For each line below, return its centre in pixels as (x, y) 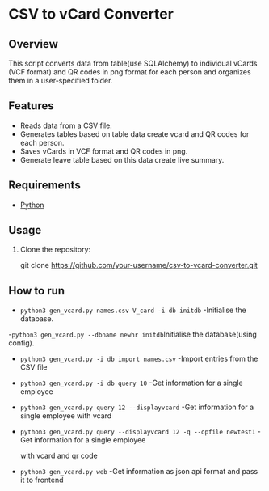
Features (31, 106)
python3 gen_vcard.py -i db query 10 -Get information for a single (132, 383)
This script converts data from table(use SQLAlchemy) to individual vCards (133, 63)
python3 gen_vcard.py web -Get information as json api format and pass (139, 472)
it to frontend (42, 480)
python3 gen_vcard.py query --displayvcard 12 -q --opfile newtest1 (138, 432)
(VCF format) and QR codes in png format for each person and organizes (130, 72)
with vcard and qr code (59, 456)
